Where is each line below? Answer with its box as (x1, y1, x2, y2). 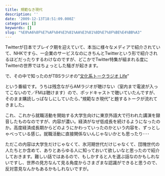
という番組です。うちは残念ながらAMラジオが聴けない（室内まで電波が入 (5, 84, 154, 89)
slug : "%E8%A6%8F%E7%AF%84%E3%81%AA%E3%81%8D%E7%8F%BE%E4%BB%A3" (5, 30, 142, 35)
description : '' (5, 12, 38, 17)
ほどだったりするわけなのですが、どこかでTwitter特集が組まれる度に (9, 57, 149, 62)
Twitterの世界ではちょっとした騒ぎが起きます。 (5, 62, 101, 68)
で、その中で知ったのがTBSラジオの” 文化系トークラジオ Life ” (5, 73, 130, 79)
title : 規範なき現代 (5, 7, 43, 12)
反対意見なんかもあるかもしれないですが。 (5, 166, 92, 172)
